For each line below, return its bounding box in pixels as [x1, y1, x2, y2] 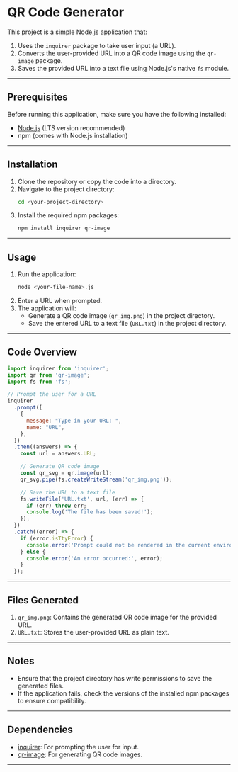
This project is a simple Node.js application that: [7, 28, 147, 36]
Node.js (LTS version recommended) [17, 123, 125, 132]
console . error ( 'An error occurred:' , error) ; [25, 555, 163, 562]
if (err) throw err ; [25, 502, 87, 509]
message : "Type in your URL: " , [25, 417, 122, 424]
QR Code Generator [7, 4, 125, 21]
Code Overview [7, 346, 78, 358]
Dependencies [7, 724, 73, 736]
